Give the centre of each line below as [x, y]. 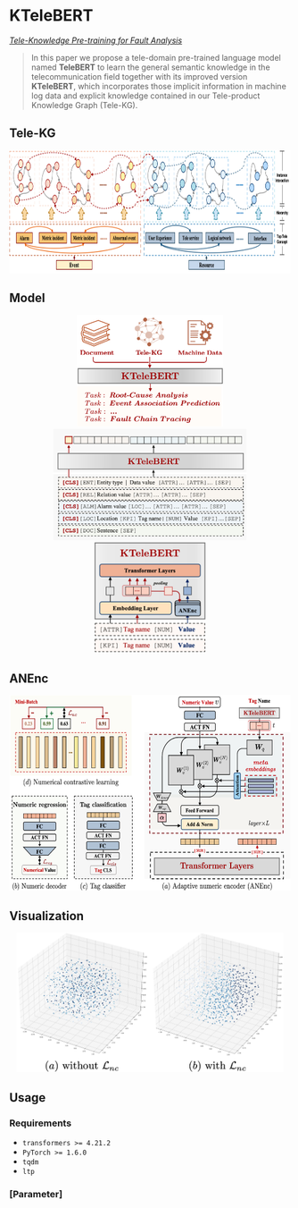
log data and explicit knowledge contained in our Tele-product [145, 96]
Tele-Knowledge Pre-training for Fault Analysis [96, 40]
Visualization [47, 916]
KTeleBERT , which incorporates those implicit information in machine [159, 86]
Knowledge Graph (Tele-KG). [84, 105]
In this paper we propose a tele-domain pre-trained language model [156, 57]
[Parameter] [36, 1194]
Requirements [41, 1123]
